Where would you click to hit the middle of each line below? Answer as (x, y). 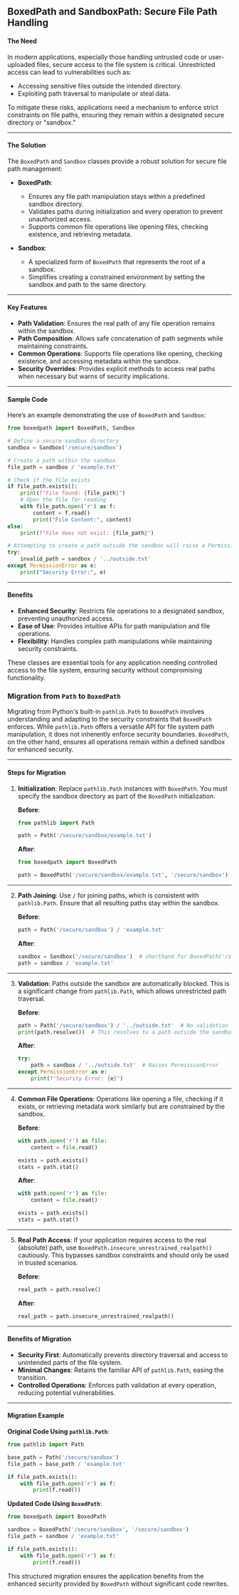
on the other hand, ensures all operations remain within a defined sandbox (116, 742)
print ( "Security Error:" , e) (63, 572)
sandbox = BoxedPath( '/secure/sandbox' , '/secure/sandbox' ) (99, 1530)
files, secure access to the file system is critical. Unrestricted (126, 64)
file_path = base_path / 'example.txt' (67, 1464)
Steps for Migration (37, 772)
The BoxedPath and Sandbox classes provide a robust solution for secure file (117, 161)
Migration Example (36, 1415)
